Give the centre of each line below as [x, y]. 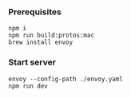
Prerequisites [35, 12]
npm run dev [28, 86]
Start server [32, 62]
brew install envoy [41, 42]
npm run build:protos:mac [51, 35]
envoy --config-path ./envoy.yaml [66, 79]
